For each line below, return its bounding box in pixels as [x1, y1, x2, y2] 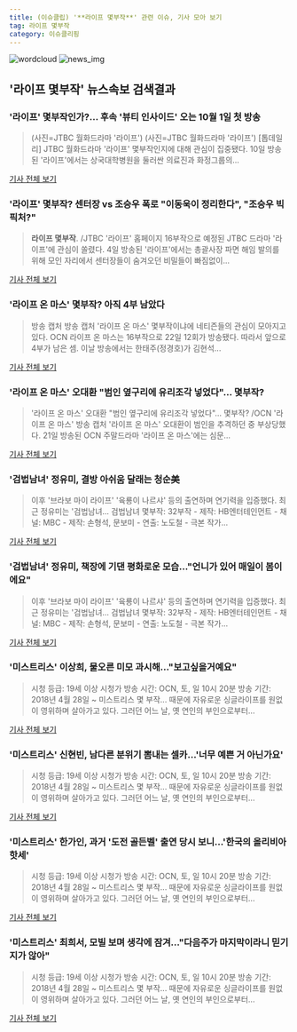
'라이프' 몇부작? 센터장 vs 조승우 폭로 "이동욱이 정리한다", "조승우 [9, 197, 275, 210]
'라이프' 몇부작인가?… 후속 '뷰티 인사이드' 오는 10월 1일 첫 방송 [9, 110, 262, 123]
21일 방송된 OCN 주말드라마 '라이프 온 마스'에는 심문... [43, 430, 231, 441]
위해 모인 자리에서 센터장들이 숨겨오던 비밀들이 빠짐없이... [30, 255, 231, 266]
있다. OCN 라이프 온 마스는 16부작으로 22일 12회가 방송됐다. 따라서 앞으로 [30, 331, 286, 342]
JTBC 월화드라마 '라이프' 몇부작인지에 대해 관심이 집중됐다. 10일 [43, 144, 266, 155]
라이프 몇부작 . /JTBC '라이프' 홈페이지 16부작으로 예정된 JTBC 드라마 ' [30, 233, 276, 244]
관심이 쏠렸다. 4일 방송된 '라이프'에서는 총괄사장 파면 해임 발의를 [57, 244, 280, 255]
